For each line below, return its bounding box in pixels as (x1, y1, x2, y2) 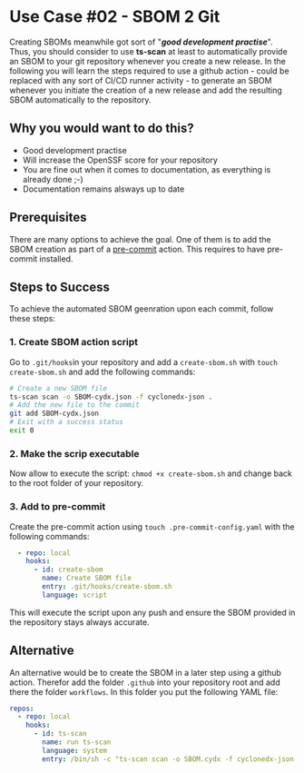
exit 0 (9, 426, 34, 435)
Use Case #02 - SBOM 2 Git (9, 6, 221, 27)
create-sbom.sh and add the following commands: (9, 366, 196, 377)
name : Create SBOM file (42, 574, 132, 583)
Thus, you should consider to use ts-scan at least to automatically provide (9, 45, 288, 56)
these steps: (9, 313, 56, 324)
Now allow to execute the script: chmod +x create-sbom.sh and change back (9, 468, 293, 479)
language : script (42, 590, 107, 600)
